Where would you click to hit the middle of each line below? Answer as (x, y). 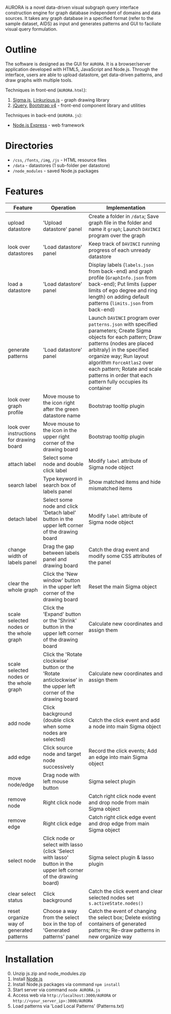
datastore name (62, 415)
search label (22, 485)
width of (18, 556)
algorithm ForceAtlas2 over (121, 362)
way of (16, 924)
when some (57, 726)
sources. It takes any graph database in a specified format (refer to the (79, 18)
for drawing (22, 440)
